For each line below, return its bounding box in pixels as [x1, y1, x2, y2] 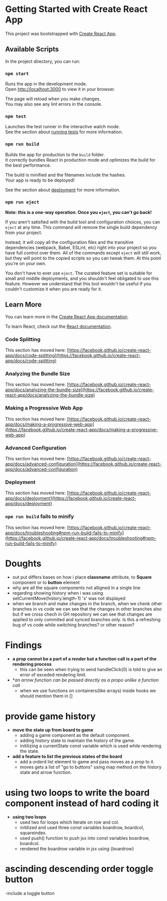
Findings [5, 640, 42, 651]
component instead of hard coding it [5, 797, 159, 809]
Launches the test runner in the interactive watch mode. [5, 124, 121, 130]
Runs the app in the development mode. [5, 81, 87, 87]
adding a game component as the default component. [19, 732, 131, 738]
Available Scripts [5, 45, 59, 53]
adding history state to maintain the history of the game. [19, 737, 136, 744]
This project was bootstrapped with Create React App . [5, 30, 117, 36]
